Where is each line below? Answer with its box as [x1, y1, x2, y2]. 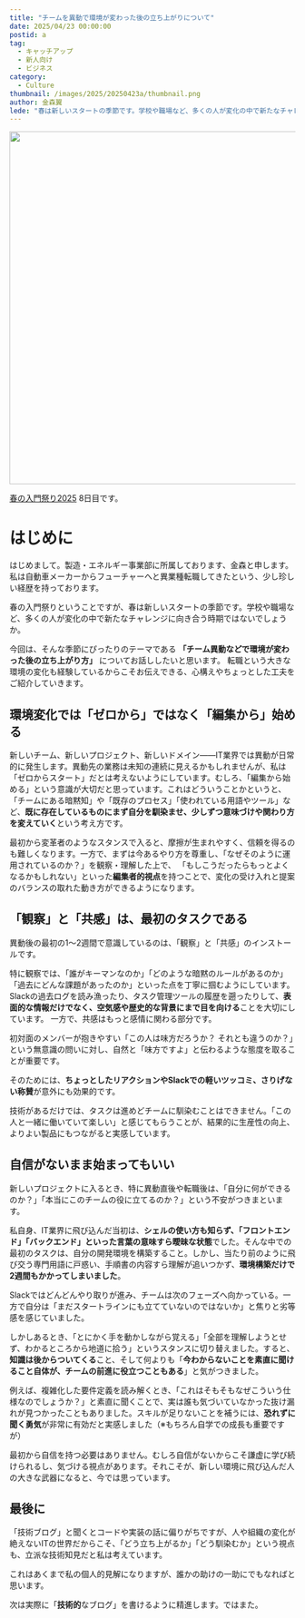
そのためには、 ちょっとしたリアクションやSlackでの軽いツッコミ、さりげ [9, 1074, 285, 1085]
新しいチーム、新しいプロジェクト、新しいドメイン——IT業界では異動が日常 [9, 750, 295, 760]
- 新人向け [17, 55, 54, 64]
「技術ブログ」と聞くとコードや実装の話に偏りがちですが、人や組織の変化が [9, 1526, 296, 1538]
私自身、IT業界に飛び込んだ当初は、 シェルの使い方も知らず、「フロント [9, 1224, 275, 1235]
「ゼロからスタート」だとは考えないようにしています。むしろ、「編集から [9, 772, 283, 783]
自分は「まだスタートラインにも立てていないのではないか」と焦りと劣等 [25, 1300, 296, 1311]
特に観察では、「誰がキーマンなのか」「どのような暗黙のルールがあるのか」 [9, 967, 288, 978]
